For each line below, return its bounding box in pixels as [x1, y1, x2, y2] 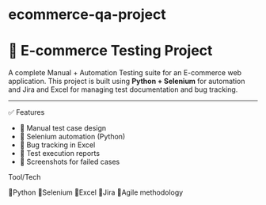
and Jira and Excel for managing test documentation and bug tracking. [8, 85, 238, 94]
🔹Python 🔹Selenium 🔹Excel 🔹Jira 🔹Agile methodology [8, 188, 184, 197]
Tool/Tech [8, 173, 41, 182]
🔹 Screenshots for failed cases [19, 157, 120, 167]
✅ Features [8, 108, 45, 117]
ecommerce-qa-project [8, 6, 166, 24]
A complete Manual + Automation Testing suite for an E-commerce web [8, 68, 242, 78]
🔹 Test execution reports [19, 149, 101, 158]
